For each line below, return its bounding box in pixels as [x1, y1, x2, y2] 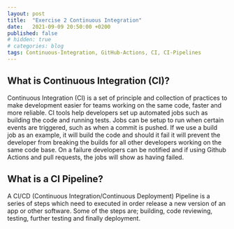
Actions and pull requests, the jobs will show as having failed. [7, 153, 184, 161]
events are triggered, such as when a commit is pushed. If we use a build [7, 123, 218, 131]
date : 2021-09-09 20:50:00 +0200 [7, 23, 111, 30]
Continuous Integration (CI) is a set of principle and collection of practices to [7, 94, 228, 102]
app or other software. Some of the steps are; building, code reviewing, [7, 207, 213, 215]
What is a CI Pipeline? [7, 173, 103, 185]
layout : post [7, 10, 45, 17]
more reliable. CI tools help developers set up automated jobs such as [7, 108, 208, 117]
